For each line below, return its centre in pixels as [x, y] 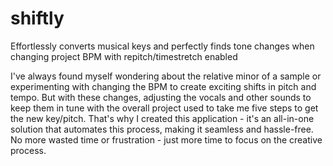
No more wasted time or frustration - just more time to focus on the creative [166, 139]
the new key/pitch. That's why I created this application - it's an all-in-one [162, 118]
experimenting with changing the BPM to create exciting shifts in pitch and [163, 86]
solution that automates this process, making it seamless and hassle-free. [162, 129]
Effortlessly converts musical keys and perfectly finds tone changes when [162, 46]
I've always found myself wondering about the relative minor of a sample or [166, 76]
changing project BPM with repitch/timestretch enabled [124, 56]
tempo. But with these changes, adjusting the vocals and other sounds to [161, 97]
